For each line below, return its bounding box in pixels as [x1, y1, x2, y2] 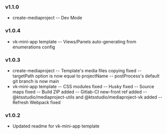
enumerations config [12, 44, 55, 50]
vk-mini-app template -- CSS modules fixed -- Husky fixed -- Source [12, 83, 155, 89]
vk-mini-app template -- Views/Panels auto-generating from [12, 38, 137, 44]
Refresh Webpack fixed [12, 99, 61, 105]
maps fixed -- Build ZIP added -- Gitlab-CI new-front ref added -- [12, 89, 147, 95]
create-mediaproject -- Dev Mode [12, 15, 82, 21]
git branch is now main [12, 78, 59, 84]
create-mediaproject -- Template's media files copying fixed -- [12, 67, 142, 73]
